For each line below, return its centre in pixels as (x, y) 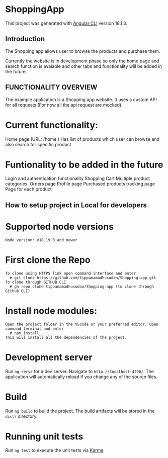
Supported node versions (60, 227)
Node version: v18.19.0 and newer (41, 240)
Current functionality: (52, 125)
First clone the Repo (48, 260)
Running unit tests (44, 436)
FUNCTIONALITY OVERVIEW (51, 87)
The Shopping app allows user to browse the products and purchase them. (83, 51)
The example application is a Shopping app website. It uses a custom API (81, 100)
